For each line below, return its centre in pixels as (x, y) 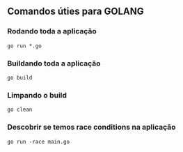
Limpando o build (37, 95)
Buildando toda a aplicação (54, 63)
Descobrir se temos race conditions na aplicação (91, 127)
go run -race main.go (39, 142)
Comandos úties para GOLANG (75, 12)
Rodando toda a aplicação (52, 31)
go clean (20, 110)
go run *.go (24, 46)
